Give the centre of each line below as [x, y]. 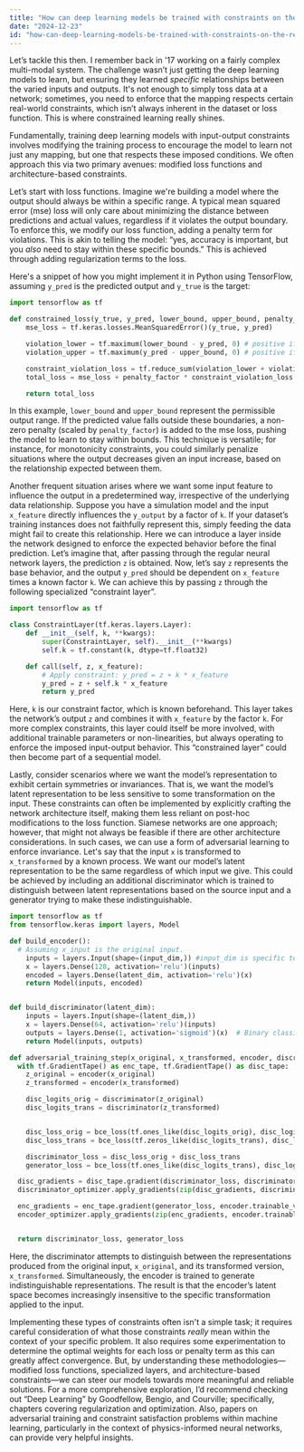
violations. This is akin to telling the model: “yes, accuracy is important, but [149, 240]
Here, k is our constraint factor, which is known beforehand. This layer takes [151, 709]
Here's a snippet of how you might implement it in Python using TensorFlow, [152, 276]
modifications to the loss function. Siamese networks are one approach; [143, 823]
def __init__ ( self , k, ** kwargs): [90, 634]
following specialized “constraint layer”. [83, 592]
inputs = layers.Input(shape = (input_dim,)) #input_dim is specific [155, 958]
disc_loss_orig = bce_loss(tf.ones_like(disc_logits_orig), [141, 1132]
